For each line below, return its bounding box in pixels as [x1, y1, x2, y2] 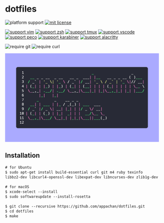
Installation [5, 151, 40, 160]
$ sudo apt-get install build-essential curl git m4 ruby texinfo [5, 169, 143, 175]
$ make [5, 213, 19, 219]
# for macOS [5, 184, 29, 189]
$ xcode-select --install [5, 189, 58, 194]
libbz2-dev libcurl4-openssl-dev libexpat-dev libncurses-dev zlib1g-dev [5, 174, 159, 180]
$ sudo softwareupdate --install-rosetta [5, 194, 91, 199]
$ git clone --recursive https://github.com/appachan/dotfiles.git [5, 204, 145, 209]
